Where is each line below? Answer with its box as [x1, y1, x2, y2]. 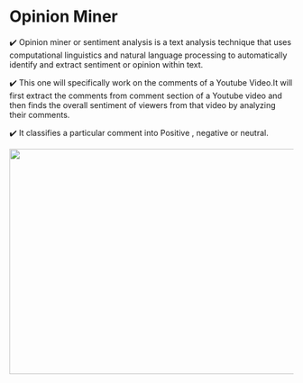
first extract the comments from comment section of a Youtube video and [9, 90, 282, 101]
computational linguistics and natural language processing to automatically [9, 50, 288, 60]
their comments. [9, 109, 70, 120]
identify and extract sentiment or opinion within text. [9, 59, 204, 69]
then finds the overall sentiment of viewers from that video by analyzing [9, 99, 277, 110]
